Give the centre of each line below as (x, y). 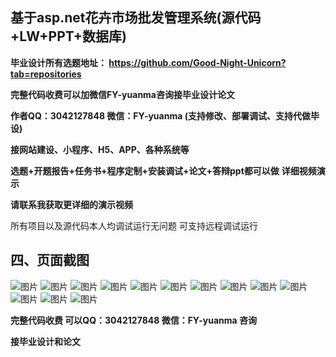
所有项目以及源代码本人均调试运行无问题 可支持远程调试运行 (134, 225)
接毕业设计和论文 (45, 341)
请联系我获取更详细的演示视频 (71, 204)
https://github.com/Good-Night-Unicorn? (197, 62)
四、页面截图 (50, 260)
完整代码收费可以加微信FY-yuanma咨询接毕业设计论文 (122, 94)
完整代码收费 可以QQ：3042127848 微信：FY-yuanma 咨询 (133, 320)
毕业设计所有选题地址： (58, 62)
